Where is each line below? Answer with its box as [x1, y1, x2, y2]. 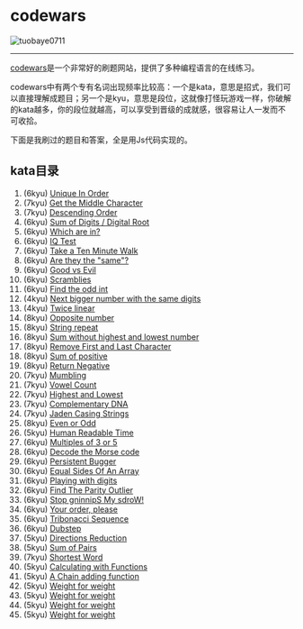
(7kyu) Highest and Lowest [22, 388, 124, 399]
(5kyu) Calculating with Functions [22, 561, 147, 572]
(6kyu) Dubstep [22, 523, 82, 533]
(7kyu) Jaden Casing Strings [22, 407, 129, 419]
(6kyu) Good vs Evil [22, 264, 97, 275]
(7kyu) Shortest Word [22, 552, 103, 562]
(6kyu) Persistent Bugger [22, 456, 117, 467]
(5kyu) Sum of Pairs [22, 542, 97, 552]
